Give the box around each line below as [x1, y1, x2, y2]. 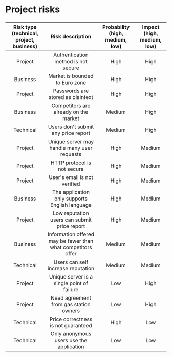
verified [61, 181, 80, 188]
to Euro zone [55, 79, 87, 86]
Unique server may [48, 138, 94, 145]
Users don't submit [48, 123, 94, 130]
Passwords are [53, 87, 89, 94]
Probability [102, 24, 130, 31]
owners [61, 307, 80, 314]
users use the [54, 337, 88, 344]
